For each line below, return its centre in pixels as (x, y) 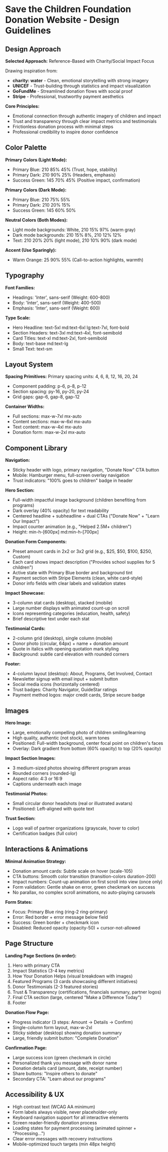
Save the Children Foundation (68, 9)
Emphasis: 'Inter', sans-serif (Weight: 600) (56, 308)
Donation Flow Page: (27, 1012)
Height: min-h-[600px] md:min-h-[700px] (56, 532)
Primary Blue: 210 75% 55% (41, 200)
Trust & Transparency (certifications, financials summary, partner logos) (87, 992)
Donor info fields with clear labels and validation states (69, 583)
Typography (25, 276)
